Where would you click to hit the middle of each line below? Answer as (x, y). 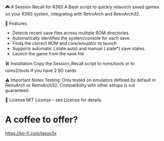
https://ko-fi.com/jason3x (31, 133)
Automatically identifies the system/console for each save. (71, 38)
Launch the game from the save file (48, 54)
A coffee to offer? (41, 120)
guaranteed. (17, 90)
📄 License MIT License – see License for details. (54, 100)
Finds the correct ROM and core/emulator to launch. (65, 43)
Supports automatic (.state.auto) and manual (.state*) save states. (79, 48)
